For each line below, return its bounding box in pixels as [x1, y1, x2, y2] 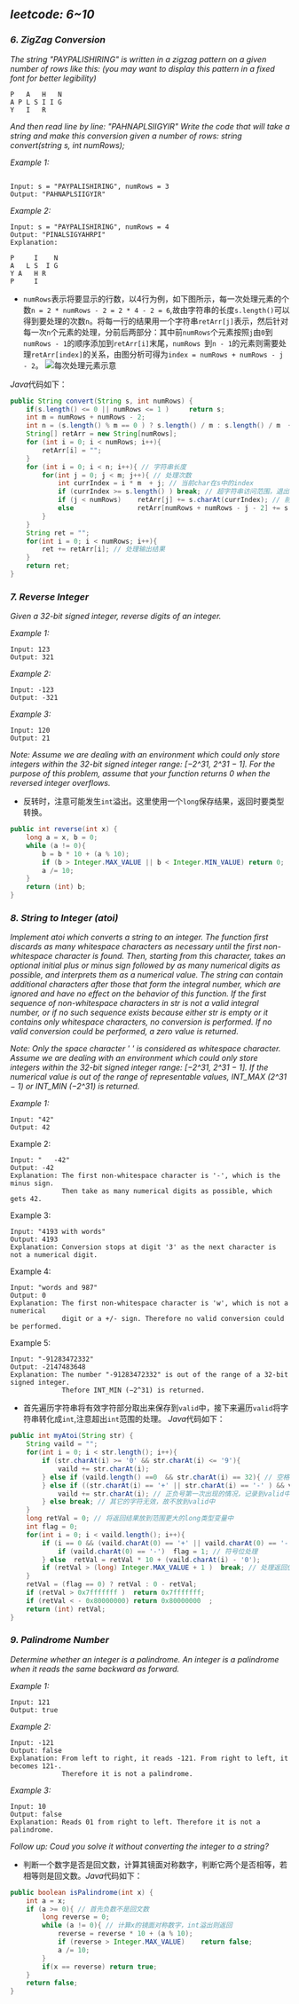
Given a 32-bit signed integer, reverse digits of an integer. [10, 611, 222, 622]
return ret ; [26, 562, 70, 570]
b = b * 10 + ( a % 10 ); [42, 849, 130, 859]
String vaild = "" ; [26, 1440, 98, 1449]
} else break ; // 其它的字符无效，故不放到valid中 [42, 1497, 216, 1506]
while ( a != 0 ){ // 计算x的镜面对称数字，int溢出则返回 [42, 1921, 233, 1930]
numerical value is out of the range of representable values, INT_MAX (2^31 [10, 1072, 287, 1082]
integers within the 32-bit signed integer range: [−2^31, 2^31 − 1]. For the [10, 758, 276, 770]
